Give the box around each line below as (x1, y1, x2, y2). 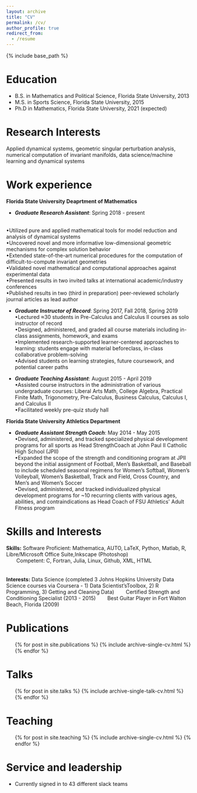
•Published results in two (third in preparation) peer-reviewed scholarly (6, 289, 179, 297)
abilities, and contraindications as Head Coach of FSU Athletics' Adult (14, 498, 185, 505)
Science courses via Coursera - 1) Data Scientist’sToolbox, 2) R (6, 582, 159, 589)
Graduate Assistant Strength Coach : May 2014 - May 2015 (14, 429, 160, 436)
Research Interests (6, 126, 101, 139)
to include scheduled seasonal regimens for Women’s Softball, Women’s (14, 466, 190, 473)
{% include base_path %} (6, 52, 68, 59)
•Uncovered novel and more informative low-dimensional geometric (6, 239, 172, 246)
